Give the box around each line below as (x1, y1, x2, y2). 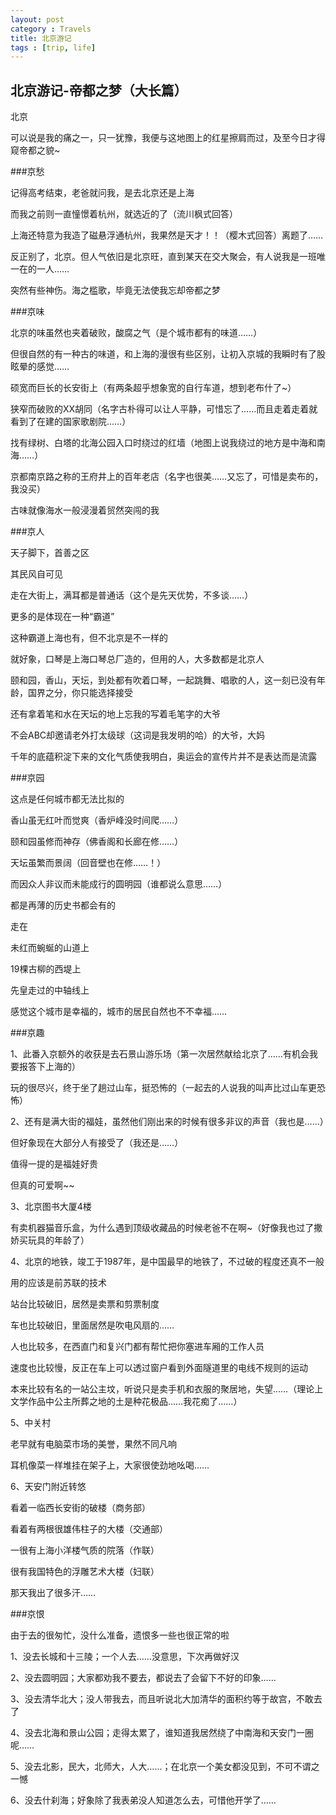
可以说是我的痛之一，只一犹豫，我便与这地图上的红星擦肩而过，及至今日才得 (10, 132, 326, 144)
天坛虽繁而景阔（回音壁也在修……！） (10, 857, 167, 869)
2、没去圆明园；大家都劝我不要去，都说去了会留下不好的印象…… (10, 1672, 277, 1684)
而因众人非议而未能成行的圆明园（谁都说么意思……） (10, 878, 228, 890)
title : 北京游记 (10, 33, 72, 43)
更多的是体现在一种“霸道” (10, 611, 115, 623)
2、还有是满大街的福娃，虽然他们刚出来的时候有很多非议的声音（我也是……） (10, 1116, 329, 1128)
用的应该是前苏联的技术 (10, 1277, 107, 1289)
